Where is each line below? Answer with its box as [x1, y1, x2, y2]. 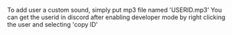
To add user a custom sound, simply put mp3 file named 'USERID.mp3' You [7, 6, 222, 14]
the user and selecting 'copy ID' [7, 21, 98, 28]
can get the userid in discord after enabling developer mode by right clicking [7, 13, 226, 21]
